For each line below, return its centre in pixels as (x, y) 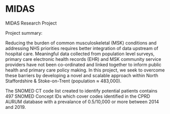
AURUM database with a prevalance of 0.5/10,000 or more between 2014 (82, 101)
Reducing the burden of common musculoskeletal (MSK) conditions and (81, 43)
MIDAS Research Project (31, 23)
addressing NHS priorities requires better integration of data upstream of (82, 48)
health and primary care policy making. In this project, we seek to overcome (85, 70)
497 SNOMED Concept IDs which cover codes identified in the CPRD (78, 96)
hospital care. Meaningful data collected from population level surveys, (80, 54)
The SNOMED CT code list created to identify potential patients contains (81, 90)
